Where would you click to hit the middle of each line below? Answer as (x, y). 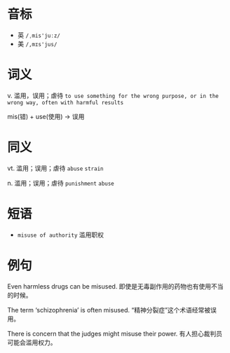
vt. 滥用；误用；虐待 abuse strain (55, 168)
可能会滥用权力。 (32, 342)
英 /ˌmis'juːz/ (39, 35)
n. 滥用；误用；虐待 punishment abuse (61, 183)
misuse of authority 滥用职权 (60, 235)
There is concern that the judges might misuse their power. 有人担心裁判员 (115, 333)
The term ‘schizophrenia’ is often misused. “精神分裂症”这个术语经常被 (109, 310)
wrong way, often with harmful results (66, 102)
